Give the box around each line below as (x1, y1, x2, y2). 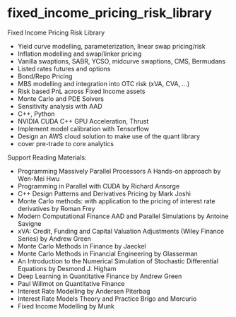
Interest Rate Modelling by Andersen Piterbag (17, 287, 151, 295)
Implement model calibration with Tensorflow (17, 124, 150, 133)
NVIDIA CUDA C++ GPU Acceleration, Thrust (17, 116, 149, 125)
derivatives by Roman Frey (17, 204, 95, 213)
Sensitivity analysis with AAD (17, 102, 102, 110)
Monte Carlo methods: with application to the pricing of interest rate (17, 196, 216, 205)
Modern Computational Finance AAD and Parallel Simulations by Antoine (17, 212, 229, 220)
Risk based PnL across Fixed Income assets (17, 87, 146, 95)
